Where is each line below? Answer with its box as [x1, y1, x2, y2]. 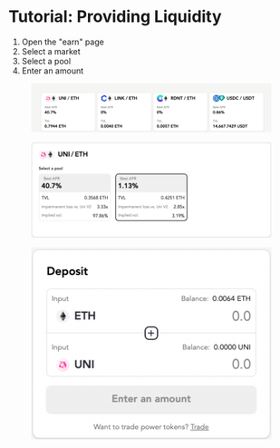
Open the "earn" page [21, 36, 105, 47]
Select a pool [21, 55, 72, 66]
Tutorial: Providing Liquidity [8, 6, 223, 27]
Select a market [21, 45, 81, 56]
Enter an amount [21, 65, 84, 76]
